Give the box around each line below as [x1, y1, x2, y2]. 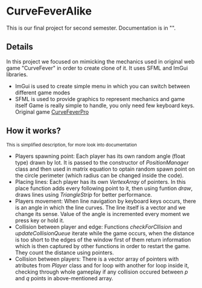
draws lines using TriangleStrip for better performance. [14, 191, 153, 198]
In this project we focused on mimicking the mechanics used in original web [6, 57, 195, 65]
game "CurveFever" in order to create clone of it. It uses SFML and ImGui [6, 64, 188, 71]
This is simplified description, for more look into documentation [6, 142, 137, 148]
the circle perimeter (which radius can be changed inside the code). [14, 171, 184, 179]
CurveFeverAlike [6, 4, 92, 18]
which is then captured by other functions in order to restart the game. [14, 242, 191, 249]
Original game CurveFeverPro [14, 108, 89, 116]
